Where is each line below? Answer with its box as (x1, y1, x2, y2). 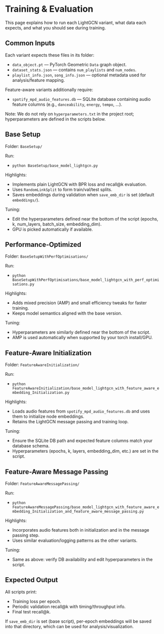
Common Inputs (5, 39, 55, 48)
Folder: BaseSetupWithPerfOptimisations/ (5, 253, 89, 259)
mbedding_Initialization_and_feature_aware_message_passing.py (12, 509, 144, 514)
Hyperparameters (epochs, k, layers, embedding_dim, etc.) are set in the (12, 448, 159, 454)
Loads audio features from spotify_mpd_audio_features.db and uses (12, 408, 150, 415)
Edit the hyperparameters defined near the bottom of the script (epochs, (12, 216, 159, 221)
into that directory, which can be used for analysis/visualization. (5, 623, 134, 629)
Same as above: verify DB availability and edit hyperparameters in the (12, 557, 153, 562)
